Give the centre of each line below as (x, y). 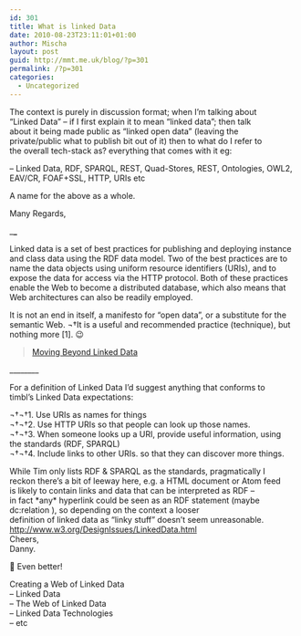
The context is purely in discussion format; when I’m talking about (133, 111)
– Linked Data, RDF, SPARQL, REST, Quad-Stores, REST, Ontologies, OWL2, (151, 168)
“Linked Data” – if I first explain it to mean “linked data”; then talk (130, 121)
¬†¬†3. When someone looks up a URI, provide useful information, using (145, 433)
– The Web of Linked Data (58, 603)
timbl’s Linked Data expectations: (72, 397)
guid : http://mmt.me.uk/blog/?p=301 (79, 60)
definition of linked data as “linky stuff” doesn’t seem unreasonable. (137, 519)
